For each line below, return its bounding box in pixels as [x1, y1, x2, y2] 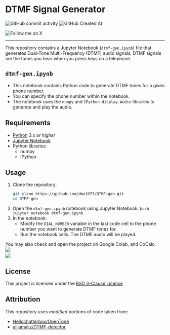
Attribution [5, 295, 40, 304]
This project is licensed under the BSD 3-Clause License [5, 280, 123, 286]
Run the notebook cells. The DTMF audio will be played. [20, 232, 137, 238]
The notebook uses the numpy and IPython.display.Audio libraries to [12, 98, 155, 104]
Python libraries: [12, 143, 47, 149]
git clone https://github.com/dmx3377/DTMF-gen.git [12, 192, 124, 197]
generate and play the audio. [12, 104, 73, 110]
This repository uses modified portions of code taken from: [5, 308, 129, 315]
